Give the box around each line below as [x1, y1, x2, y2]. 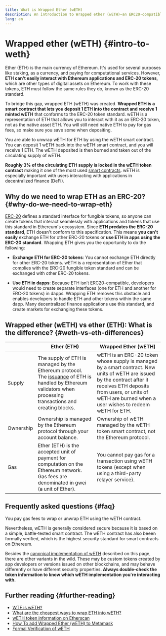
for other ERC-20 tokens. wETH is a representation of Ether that [12, 260, 142, 266]
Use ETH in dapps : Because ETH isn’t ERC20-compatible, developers [12, 280, 154, 286]
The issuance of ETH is [38, 373, 91, 380]
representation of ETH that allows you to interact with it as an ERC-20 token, [5, 117, 161, 123]
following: [5, 245, 25, 251]
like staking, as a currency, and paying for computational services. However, [5, 70, 161, 76]
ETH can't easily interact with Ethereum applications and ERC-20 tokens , [5, 75, 158, 81]
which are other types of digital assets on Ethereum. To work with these [5, 80, 152, 87]
